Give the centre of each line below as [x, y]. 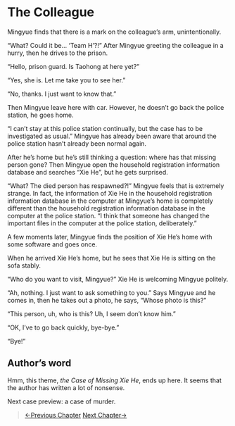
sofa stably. [24, 265]
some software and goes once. [52, 244]
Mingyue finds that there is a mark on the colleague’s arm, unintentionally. [114, 32]
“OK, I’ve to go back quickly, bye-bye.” [63, 327]
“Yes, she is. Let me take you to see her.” [66, 80]
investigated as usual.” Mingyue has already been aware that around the [112, 136]
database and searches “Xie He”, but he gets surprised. [88, 172]
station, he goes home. [40, 115]
